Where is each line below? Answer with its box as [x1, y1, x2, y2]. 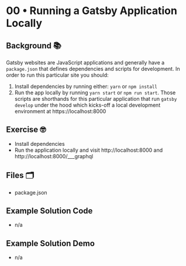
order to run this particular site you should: [6, 71, 109, 79]
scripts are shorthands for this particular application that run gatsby [14, 96, 177, 102]
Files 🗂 [6, 170, 35, 180]
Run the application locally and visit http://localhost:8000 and [14, 146, 163, 154]
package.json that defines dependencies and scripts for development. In [6, 66, 180, 72]
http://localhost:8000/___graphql [14, 152, 94, 159]
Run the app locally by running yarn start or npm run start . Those [14, 89, 176, 96]
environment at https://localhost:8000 [14, 108, 106, 115]
